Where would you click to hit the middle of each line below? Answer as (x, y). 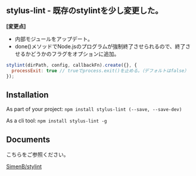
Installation (27, 95)
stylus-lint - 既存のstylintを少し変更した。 (85, 11)
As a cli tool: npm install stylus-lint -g (57, 121)
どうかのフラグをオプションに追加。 (75, 54)
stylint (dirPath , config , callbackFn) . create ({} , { (71, 65)
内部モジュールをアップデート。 (54, 39)
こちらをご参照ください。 (38, 155)
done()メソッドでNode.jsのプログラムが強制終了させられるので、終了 (100, 46)
